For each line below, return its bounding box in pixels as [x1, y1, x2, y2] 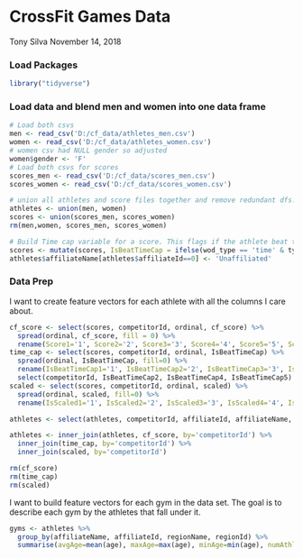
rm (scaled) [9, 480, 50, 489]
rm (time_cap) [9, 471, 59, 481]
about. [9, 305, 33, 316]
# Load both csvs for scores [9, 162, 119, 172]
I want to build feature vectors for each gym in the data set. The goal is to [9, 497, 282, 508]
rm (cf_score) [9, 464, 59, 473]
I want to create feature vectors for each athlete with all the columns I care [9, 296, 286, 306]
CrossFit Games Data [9, 6, 171, 27]
